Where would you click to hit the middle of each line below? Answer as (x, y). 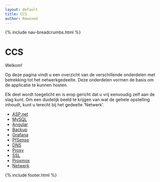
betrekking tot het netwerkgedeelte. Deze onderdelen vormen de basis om (80, 80)
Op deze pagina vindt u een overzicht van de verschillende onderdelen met (80, 75)
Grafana (20, 135)
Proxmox (21, 161)
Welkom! (14, 66)
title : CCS (16, 14)
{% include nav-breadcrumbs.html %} (43, 33)
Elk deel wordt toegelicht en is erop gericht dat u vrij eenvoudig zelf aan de (80, 95)
